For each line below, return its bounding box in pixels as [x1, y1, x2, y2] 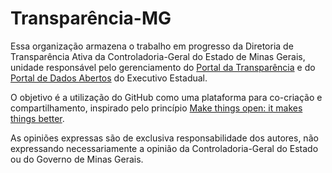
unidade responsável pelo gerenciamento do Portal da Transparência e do [10, 61, 316, 73]
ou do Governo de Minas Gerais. [10, 153, 144, 165]
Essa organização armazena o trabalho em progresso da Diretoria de [10, 40, 294, 52]
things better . [10, 112, 65, 124]
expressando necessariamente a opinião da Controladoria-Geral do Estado [10, 142, 319, 154]
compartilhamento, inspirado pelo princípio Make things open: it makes [10, 102, 303, 114]
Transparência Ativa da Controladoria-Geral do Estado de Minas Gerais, [10, 50, 306, 62]
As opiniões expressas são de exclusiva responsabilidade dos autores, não [10, 132, 319, 144]
